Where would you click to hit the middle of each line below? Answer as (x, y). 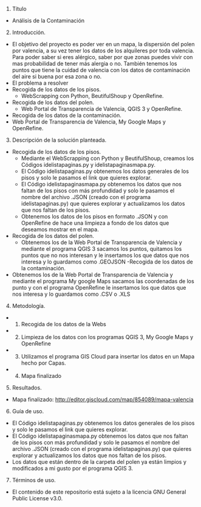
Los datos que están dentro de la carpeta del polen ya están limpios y (99, 462)
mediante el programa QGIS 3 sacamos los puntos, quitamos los (101, 249)
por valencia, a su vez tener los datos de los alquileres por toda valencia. (103, 51)
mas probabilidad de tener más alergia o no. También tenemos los (94, 64)
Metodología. (29, 306)
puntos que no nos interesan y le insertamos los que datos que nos (105, 255)
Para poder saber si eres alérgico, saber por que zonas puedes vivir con (102, 57)
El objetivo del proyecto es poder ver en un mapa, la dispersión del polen (103, 44)
